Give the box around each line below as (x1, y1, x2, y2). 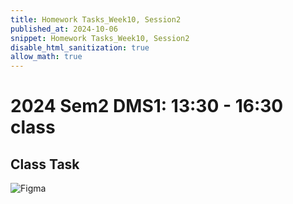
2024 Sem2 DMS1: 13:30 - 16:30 (10, 95, 284, 118)
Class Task (10, 156, 80, 173)
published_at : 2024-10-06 (10, 24, 118, 34)
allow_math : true (10, 52, 83, 62)
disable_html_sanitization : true (10, 42, 150, 53)
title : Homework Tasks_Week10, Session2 (10, 14, 182, 25)
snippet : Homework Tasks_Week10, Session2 (10, 33, 190, 43)
